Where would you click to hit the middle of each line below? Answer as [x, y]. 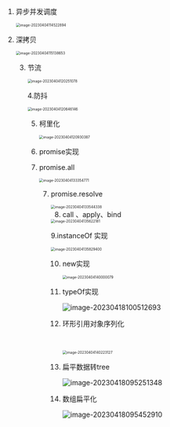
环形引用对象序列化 [93, 324]
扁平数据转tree [86, 367]
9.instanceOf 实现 [79, 236]
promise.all [57, 167]
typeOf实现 [81, 292]
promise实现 [59, 151]
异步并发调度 [36, 11]
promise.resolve [77, 194]
